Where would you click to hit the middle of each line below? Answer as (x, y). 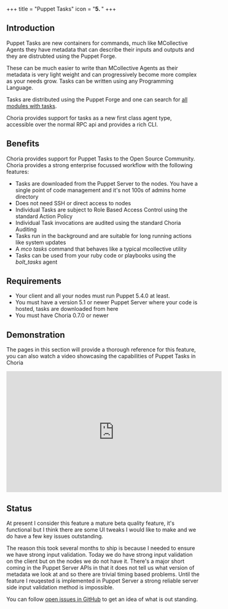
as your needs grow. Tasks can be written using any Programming (90, 81)
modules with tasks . (32, 106)
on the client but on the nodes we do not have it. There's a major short (95, 561)
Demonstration (36, 335)
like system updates (41, 242)
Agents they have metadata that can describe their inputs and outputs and (100, 49)
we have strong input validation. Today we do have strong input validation (100, 555)
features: (18, 171)
